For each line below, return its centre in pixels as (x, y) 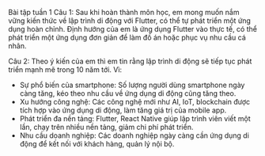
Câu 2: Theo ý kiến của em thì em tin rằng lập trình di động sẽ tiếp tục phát (130, 61)
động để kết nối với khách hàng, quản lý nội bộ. (97, 144)
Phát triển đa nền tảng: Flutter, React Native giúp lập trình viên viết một (135, 118)
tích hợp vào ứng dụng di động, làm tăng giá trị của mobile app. (123, 110)
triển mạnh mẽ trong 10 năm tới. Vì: (65, 70)
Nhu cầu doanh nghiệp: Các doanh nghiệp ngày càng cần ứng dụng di (134, 135)
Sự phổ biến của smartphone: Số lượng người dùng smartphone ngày (132, 85)
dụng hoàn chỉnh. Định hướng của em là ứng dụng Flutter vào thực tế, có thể (132, 29)
